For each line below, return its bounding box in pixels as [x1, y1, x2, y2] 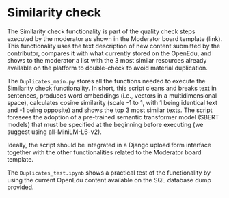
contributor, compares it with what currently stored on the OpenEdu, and [7, 49, 212, 57]
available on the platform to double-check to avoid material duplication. [7, 63, 208, 72]
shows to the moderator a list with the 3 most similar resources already [7, 56, 207, 64]
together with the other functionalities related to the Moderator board [7, 148, 202, 156]
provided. [7, 183, 34, 191]
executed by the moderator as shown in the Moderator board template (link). [7, 34, 223, 42]
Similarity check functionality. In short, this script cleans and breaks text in [7, 84, 217, 92]
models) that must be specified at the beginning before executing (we [7, 120, 204, 128]
